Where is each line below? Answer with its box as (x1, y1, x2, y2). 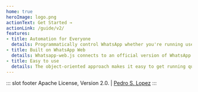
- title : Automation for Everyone (6, 36, 91, 42)
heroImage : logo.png (6, 14, 57, 20)
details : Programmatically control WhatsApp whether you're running (11, 42, 183, 48)
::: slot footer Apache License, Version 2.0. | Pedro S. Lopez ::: (6, 80, 157, 87)
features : (6, 31, 31, 37)
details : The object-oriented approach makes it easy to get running (11, 63, 186, 70)
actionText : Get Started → (6, 19, 72, 25)
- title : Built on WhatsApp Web (6, 47, 85, 53)
